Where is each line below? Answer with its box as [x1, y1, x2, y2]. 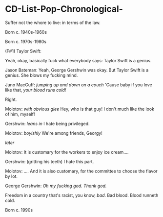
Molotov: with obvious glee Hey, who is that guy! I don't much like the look [5, 106, 155, 112]
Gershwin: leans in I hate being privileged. [5, 121, 90, 126]
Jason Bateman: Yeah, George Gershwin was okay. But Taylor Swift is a [5, 67, 149, 73]
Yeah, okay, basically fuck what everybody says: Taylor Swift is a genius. [5, 57, 152, 63]
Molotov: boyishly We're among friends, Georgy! [5, 130, 102, 136]
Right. [5, 96, 17, 102]
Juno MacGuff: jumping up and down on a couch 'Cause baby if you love [5, 82, 152, 88]
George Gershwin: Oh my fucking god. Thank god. [5, 183, 107, 189]
